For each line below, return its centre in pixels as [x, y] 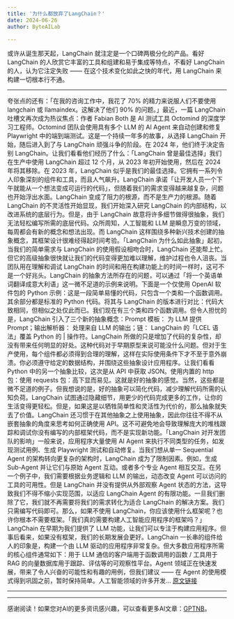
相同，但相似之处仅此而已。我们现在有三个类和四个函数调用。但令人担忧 [117, 311]
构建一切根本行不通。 [38, 80]
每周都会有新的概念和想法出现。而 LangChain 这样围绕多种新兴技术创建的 [113, 232]
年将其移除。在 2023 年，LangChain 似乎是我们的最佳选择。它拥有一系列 [112, 171]
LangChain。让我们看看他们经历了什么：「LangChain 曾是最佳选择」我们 [118, 154]
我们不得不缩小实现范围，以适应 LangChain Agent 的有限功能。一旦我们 [116, 493]
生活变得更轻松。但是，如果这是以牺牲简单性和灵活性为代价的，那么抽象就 [114, 406]
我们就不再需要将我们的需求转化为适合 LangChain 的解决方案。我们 [128, 502]
